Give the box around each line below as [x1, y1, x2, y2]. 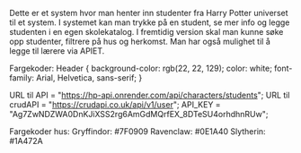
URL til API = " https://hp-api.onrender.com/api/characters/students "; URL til [9, 89, 290, 100]
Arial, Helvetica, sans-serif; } [35, 72, 143, 83]
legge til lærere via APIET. [9, 46, 105, 56]
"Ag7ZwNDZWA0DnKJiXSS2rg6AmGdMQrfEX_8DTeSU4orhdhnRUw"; [9, 109, 269, 119]
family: [9, 72, 34, 83]
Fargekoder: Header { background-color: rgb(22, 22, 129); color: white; [9, 63, 272, 73]
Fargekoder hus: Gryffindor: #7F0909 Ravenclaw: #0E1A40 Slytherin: [9, 126, 267, 137]
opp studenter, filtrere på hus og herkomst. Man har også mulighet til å [9, 36, 271, 47]
